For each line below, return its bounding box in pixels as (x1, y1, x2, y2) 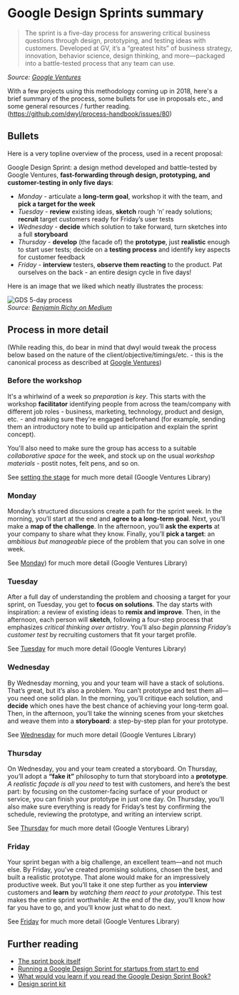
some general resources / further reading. (7, 101, 131, 110)
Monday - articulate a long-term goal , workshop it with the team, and (17, 191, 223, 201)
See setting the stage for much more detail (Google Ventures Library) (7, 473, 211, 481)
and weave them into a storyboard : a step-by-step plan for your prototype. (7, 716, 228, 725)
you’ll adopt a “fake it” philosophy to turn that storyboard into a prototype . (7, 772, 228, 781)
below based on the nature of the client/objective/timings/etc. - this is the (7, 350, 223, 359)
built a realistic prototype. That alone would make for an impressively (7, 873, 210, 881)
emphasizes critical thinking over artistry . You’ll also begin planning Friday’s (7, 623, 232, 631)
